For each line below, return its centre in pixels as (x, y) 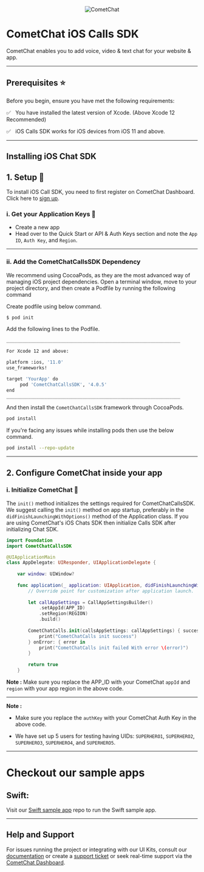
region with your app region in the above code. (65, 688)
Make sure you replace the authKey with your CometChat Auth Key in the (106, 718)
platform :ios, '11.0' (35, 363)
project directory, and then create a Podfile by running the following (91, 288)
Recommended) (26, 119)
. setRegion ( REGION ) (63, 614)
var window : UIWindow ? (46, 574)
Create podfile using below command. (54, 306)
